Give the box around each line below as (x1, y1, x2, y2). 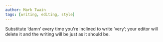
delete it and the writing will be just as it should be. (5, 31, 110, 37)
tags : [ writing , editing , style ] (5, 12, 75, 17)
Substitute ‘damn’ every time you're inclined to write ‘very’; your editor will (5, 25, 158, 31)
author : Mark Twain (5, 7, 46, 12)
